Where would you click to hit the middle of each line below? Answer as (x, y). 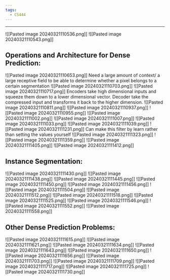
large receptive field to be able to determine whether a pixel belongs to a (81, 81)
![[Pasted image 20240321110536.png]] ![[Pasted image (63, 34)
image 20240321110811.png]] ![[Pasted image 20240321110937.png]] (77, 108)
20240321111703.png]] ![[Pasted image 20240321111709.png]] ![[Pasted (80, 261)
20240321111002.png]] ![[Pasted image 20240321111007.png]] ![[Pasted (80, 118)
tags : (11, 10)
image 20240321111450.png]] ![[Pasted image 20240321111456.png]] (77, 184)
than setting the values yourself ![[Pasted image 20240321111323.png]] (79, 134)
